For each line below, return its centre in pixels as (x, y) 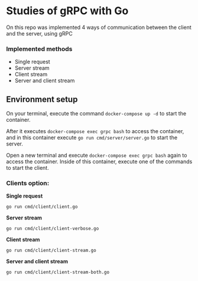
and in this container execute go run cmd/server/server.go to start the (92, 138)
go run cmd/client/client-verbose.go (53, 229)
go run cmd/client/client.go (42, 207)
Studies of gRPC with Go (67, 11)
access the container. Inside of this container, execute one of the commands (99, 162)
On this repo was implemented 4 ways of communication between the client (99, 27)
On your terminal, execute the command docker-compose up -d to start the (96, 114)
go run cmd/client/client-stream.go (51, 251)
